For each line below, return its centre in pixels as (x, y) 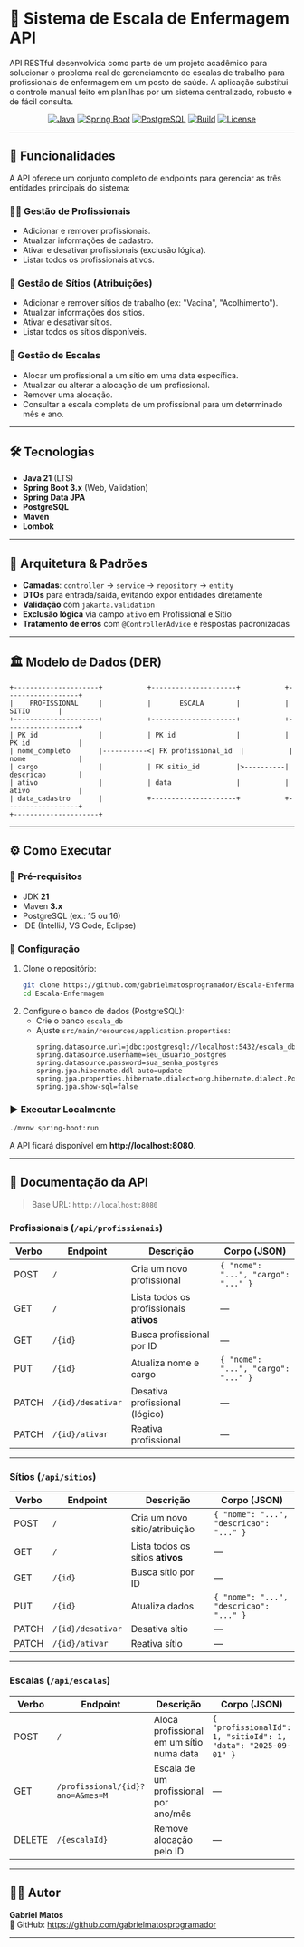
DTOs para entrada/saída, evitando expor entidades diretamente (142, 595)
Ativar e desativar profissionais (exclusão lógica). (114, 250)
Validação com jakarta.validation (89, 605)
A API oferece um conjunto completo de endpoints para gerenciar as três (146, 178)
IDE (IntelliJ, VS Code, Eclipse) (79, 925)
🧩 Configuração (44, 949)
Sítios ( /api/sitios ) (53, 1477)
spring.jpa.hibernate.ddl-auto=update (109, 1071)
